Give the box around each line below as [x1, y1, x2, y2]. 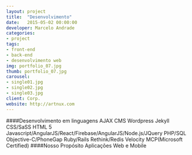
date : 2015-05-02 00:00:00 [6, 19, 78, 25]
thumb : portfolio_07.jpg [6, 68, 67, 74]
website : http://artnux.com [6, 101, 75, 107]
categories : [6, 30, 35, 36]
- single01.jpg [6, 80, 43, 85]
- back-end [6, 52, 33, 58]
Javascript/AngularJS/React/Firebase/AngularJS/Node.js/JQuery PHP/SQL [6, 129, 187, 136]
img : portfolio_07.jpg [6, 63, 62, 69]
